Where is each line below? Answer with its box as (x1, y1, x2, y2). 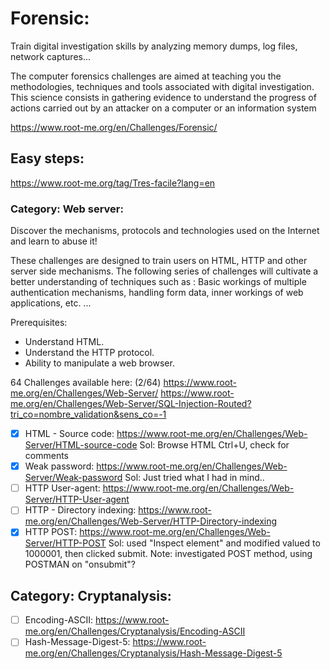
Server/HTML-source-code (24, 439, 138, 451)
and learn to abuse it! (10, 235, 98, 247)
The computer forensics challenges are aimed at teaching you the (10, 70, 282, 82)
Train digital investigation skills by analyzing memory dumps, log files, (10, 40, 298, 52)
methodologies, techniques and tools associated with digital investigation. (10, 80, 315, 92)
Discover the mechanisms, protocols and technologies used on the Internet (10, 225, 320, 237)
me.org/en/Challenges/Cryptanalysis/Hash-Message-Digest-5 (24, 647, 283, 659)
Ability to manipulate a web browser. (24, 357, 175, 369)
